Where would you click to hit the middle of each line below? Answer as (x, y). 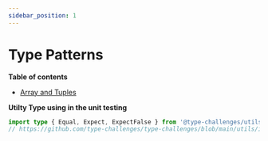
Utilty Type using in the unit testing (68, 107)
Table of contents (38, 77)
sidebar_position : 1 (43, 15)
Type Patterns (56, 54)
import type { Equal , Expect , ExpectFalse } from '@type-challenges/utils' (137, 122)
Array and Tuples (48, 92)
